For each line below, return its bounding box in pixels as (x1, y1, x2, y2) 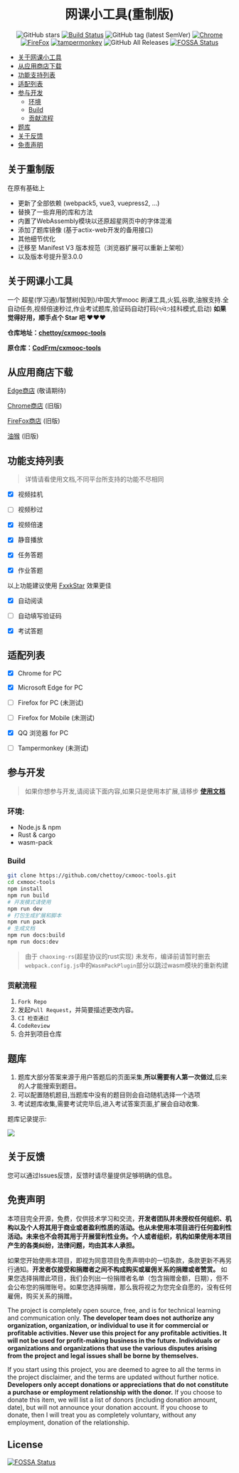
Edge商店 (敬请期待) (7, 386, 66, 395)
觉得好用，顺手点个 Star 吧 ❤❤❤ (7, 313, 107, 321)
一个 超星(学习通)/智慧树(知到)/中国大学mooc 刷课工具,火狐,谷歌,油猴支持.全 (7, 295, 229, 303)
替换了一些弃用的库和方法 (17, 207, 93, 216)
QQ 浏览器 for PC (17, 728, 69, 737)
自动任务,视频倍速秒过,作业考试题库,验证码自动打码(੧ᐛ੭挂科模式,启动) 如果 (7, 304, 226, 313)
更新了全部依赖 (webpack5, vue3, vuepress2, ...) (17, 199, 160, 207)
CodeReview (17, 1023, 51, 1030)
